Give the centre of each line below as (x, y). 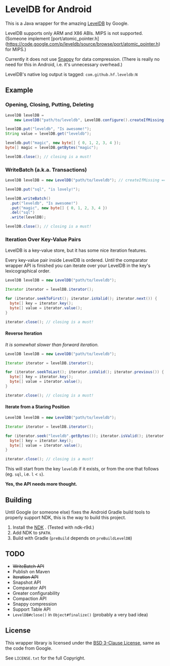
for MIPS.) (16, 49)
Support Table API (31, 609)
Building (18, 500)
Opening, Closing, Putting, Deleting (50, 105)
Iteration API (26, 577)
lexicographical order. (28, 271)
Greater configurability (36, 593)
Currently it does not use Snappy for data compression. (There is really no (82, 59)
